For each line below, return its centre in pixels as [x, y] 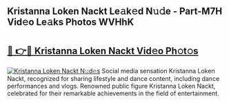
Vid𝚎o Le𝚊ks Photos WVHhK [71, 22]
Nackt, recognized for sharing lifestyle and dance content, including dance [113, 78]
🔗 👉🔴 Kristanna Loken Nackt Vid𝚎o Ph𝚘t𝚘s [103, 51]
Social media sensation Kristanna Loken [158, 71]
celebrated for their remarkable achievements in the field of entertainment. [113, 93]
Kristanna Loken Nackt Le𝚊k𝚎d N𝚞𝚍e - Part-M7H [115, 11]
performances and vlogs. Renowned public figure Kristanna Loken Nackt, [111, 86]
